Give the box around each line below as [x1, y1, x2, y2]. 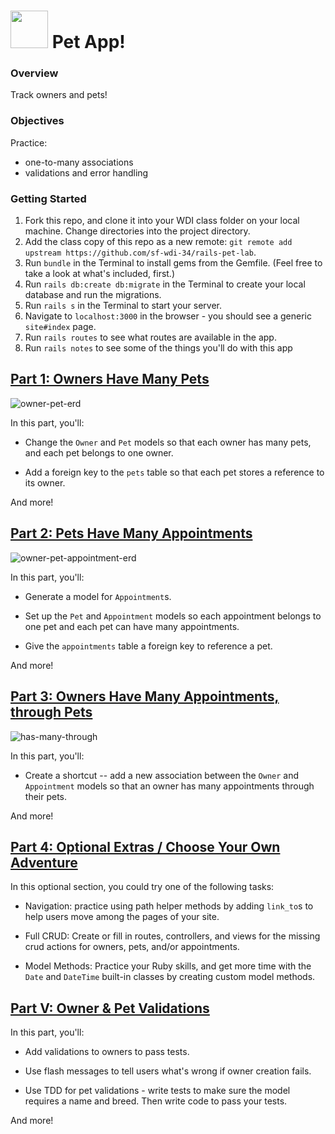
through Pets [10, 704, 93, 721]
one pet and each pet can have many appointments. [24, 620, 240, 632]
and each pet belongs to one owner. [24, 446, 174, 459]
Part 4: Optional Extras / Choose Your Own [10, 838, 281, 855]
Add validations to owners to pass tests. [24, 1046, 190, 1058]
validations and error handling [24, 166, 149, 179]
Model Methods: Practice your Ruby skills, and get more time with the [24, 960, 312, 972]
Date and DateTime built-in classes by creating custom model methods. [24, 971, 316, 983]
